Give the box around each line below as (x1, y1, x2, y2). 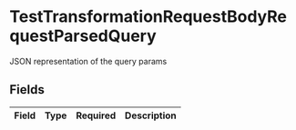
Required (76, 109, 117, 122)
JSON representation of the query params (9, 55, 168, 66)
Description (124, 109, 178, 122)
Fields (9, 82, 46, 97)
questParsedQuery (9, 25, 157, 46)
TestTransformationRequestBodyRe (9, 6, 288, 27)
